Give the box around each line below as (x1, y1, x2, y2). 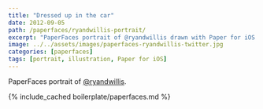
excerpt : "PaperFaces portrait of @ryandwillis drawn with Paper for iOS (8, 33, 256, 42)
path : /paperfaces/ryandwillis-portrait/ (8, 26, 146, 34)
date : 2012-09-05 (8, 19, 65, 27)
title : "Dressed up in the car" (8, 11, 114, 20)
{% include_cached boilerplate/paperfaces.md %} (8, 92, 171, 101)
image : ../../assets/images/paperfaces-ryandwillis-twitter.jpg (8, 41, 224, 49)
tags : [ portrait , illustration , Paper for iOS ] (8, 56, 168, 64)
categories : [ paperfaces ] (8, 48, 93, 56)
